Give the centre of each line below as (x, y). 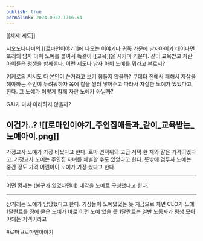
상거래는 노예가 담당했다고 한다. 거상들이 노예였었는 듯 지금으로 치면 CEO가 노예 (100, 204)
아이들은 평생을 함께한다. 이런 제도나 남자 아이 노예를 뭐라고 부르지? (86, 63)
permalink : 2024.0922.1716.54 (44, 18)
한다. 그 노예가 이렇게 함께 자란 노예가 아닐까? (60, 91)
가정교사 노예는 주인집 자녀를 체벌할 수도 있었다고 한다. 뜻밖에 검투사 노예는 (103, 159)
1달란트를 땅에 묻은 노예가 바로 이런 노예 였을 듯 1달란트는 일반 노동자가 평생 (95, 211)
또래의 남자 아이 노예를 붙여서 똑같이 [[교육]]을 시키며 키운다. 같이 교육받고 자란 (99, 56)
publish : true (24, 12)
